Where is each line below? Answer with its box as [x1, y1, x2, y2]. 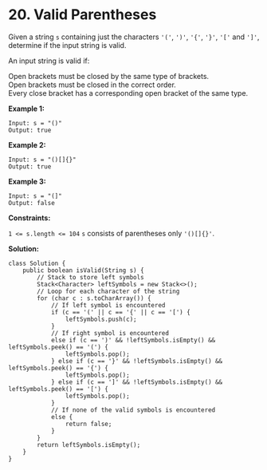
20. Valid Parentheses [8, 6, 157, 24]
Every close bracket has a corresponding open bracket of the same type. [8, 88, 249, 97]
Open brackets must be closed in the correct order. [8, 80, 177, 89]
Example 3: [8, 176, 46, 186]
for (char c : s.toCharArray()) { [37, 294, 151, 302]
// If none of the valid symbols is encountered [50, 405, 216, 414]
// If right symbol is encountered [50, 329, 170, 337]
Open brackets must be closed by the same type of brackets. [8, 71, 210, 81]
